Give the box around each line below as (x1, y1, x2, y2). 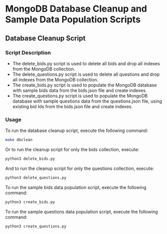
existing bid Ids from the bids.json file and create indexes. (12, 103, 133, 109)
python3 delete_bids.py (5, 156, 55, 162)
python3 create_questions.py (5, 223, 67, 229)
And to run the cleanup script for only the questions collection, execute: (5, 165, 154, 171)
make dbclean (5, 137, 33, 143)
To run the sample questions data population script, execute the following (5, 208, 158, 215)
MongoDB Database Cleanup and (5, 3, 147, 15)
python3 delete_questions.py (5, 175, 67, 180)
